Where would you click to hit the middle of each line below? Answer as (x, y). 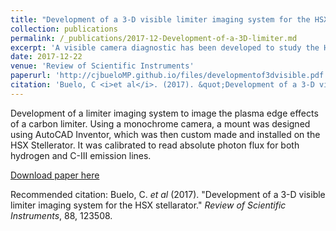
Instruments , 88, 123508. (61, 215)
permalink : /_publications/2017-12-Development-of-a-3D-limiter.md (154, 38)
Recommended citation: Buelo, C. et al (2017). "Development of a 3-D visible (168, 194)
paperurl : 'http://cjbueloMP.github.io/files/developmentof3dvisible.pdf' (169, 76)
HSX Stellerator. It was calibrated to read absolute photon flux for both (155, 145)
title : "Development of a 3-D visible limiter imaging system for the (160, 19)
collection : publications (64, 29)
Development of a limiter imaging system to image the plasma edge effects (164, 113)
